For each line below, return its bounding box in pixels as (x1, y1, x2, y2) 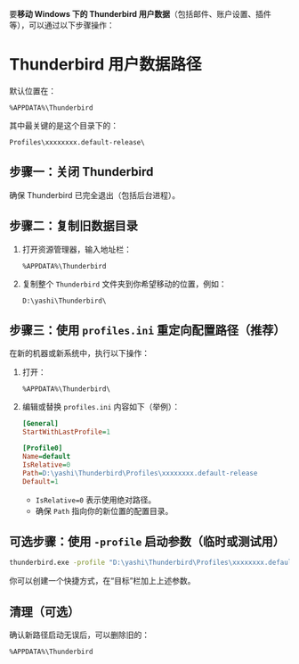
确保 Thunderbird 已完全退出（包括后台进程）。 (9, 189, 181, 200)
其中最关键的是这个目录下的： (9, 120, 118, 130)
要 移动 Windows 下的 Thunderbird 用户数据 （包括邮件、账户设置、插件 (9, 9, 271, 19)
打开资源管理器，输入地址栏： (21, 244, 132, 254)
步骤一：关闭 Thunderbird (9, 164, 154, 179)
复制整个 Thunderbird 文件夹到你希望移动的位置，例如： (21, 278, 227, 289)
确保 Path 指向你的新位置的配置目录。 (35, 505, 174, 516)
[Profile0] (21, 444, 63, 453)
